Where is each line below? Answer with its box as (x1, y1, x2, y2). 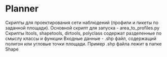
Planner (5, 3, 39, 14)
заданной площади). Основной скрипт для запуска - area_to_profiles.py (5, 24, 160, 30)
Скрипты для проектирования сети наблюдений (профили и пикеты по (5, 19, 158, 25)
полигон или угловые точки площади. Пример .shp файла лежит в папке (5, 40, 162, 46)
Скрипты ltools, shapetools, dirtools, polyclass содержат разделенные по (5, 30, 162, 36)
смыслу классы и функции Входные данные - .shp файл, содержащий (5, 35, 157, 41)
